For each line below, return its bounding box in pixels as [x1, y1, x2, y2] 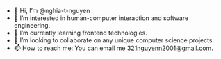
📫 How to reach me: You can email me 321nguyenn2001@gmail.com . [13, 44, 213, 52]
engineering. [13, 22, 51, 29]
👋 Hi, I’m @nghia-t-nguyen [13, 7, 90, 15]
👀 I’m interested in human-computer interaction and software [13, 14, 189, 22]
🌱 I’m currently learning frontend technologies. [13, 28, 147, 37]
